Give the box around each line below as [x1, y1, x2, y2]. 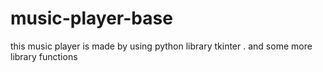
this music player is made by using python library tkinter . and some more [10, 40, 313, 52]
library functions [10, 50, 78, 62]
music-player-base [10, 7, 173, 30]
